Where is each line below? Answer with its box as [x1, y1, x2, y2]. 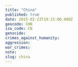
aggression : [5, 40, 30, 45]
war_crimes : [5, 45, 30, 50]
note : [5, 49, 17, 54]
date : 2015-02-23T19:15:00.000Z [5, 17, 73, 22]
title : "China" [5, 7, 37, 13]
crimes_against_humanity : [5, 36, 59, 41]
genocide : [5, 31, 26, 36]
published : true [5, 12, 39, 17]
